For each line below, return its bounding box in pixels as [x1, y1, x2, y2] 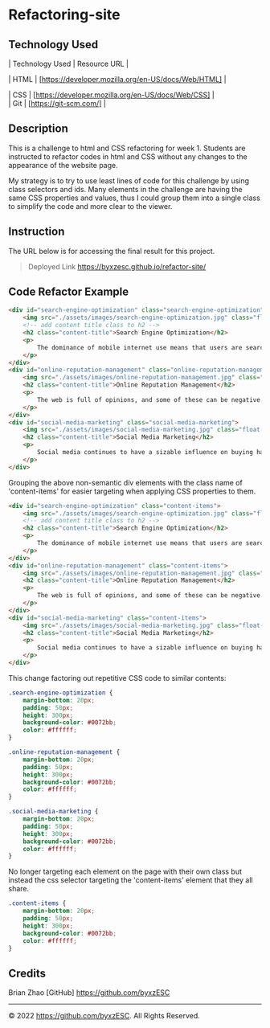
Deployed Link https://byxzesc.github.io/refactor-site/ [27, 261, 207, 271]
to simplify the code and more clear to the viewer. [8, 201, 173, 211]
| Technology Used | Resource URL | [8, 59, 129, 68]
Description [8, 122, 68, 136]
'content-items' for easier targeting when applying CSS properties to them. [8, 486, 256, 496]
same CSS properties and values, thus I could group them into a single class [8, 193, 261, 203]
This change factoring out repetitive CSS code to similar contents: [8, 673, 227, 682]
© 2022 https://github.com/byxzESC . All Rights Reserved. [8, 1011, 200, 1021]
